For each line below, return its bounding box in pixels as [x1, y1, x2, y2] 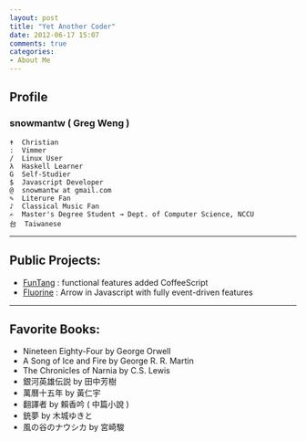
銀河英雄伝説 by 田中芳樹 [22, 376, 117, 387]
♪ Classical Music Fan [9, 202, 100, 211]
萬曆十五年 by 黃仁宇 [22, 387, 101, 398]
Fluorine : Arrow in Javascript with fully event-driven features [22, 287, 253, 298]
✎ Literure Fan [9, 194, 71, 203]
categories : [9, 47, 55, 57]
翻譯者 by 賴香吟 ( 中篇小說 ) [22, 399, 129, 410]
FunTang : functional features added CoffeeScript [22, 277, 209, 288]
